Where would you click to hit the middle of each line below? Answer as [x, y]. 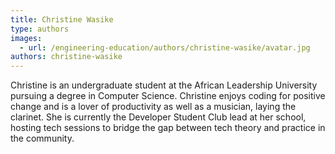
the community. [42, 138]
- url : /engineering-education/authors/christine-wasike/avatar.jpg [165, 47]
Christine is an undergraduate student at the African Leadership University [164, 85]
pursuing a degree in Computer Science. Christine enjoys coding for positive [168, 96]
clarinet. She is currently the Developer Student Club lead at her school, [158, 117]
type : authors [40, 29]
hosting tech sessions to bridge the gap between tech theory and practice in [168, 128]
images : [26, 38]
